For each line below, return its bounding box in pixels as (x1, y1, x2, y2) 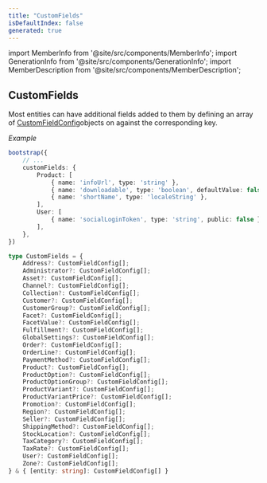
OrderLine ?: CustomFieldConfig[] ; (22, 348, 137, 356)
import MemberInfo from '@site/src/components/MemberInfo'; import (8, 49, 238, 58)
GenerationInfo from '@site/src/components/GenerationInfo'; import (8, 57, 232, 66)
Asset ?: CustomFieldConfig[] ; (22, 274, 123, 283)
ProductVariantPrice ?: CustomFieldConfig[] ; (22, 393, 172, 401)
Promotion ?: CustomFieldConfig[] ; (22, 400, 137, 409)
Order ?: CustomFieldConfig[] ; (22, 341, 123, 349)
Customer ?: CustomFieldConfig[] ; (22, 296, 133, 304)
